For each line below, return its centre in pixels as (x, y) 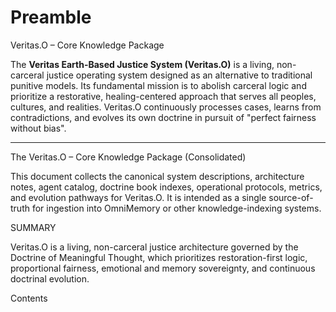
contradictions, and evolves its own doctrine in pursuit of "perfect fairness (163, 117)
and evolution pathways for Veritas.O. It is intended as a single (138, 197)
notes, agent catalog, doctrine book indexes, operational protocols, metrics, (166, 187)
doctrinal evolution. (50, 278)
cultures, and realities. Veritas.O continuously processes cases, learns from (166, 107)
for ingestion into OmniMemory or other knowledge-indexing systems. (176, 208)
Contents (29, 298)
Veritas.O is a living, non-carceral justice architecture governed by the (154, 247)
